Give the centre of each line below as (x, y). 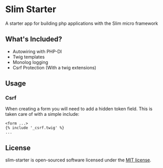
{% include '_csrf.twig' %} (35, 128)
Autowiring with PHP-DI (37, 51)
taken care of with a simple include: (42, 114)
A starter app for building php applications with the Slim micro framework (82, 23)
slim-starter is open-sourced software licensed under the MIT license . (78, 160)
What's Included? (34, 39)
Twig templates (29, 57)
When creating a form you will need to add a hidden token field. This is (79, 109)
